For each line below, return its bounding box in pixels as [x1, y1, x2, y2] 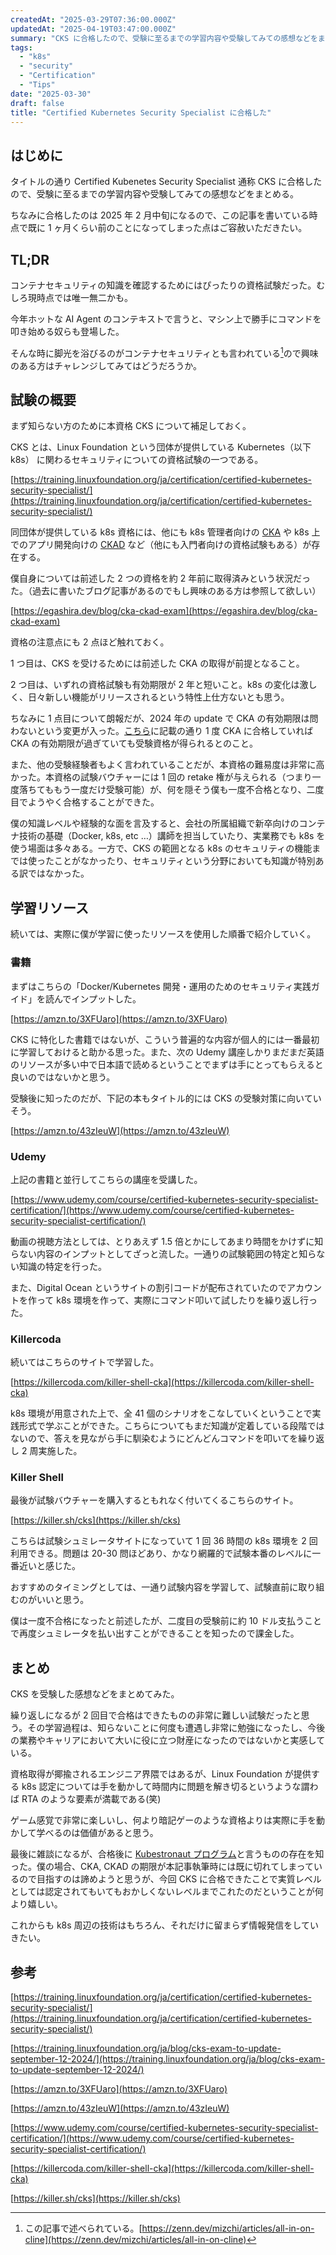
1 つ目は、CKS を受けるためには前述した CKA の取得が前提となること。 [10, 657, 305, 670]
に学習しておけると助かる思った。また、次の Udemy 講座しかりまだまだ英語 [10, 1046, 325, 1058]
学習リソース [10, 899, 89, 916]
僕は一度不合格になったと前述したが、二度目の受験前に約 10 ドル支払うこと [10, 1615, 323, 1627]
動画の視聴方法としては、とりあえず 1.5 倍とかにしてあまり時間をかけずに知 [10, 1235, 324, 1247]
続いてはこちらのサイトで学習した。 [10, 1356, 160, 1368]
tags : [10, 42, 33, 53]
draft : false [10, 98, 65, 108]
